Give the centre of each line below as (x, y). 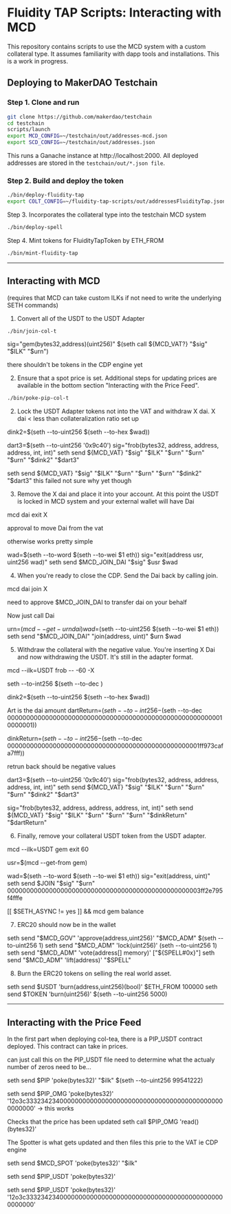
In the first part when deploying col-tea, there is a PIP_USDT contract (105, 1039)
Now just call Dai (31, 616)
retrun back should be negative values (62, 766)
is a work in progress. (38, 61)
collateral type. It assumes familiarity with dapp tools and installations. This (113, 54)
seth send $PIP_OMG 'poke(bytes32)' (60, 1094)
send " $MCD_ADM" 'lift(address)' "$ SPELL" (69, 960)
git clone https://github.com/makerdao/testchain (80, 117)
